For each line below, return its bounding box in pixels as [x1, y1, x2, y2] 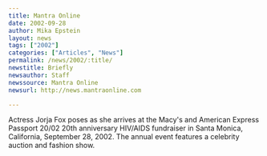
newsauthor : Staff [8, 71, 70, 79]
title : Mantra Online [8, 11, 81, 20]
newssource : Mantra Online [8, 78, 99, 86]
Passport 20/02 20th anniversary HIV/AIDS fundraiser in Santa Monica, [8, 123, 243, 133]
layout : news [8, 34, 52, 42]
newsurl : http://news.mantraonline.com [8, 86, 142, 94]
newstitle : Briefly [8, 64, 74, 72]
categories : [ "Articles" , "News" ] [8, 49, 124, 57]
